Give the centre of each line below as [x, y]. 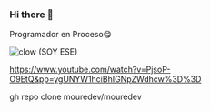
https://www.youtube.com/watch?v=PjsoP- [90, 70]
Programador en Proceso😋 [60, 35]
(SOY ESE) [58, 52]
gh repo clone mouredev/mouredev [76, 97]
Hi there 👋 [32, 15]
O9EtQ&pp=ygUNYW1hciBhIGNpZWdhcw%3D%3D [105, 79]
